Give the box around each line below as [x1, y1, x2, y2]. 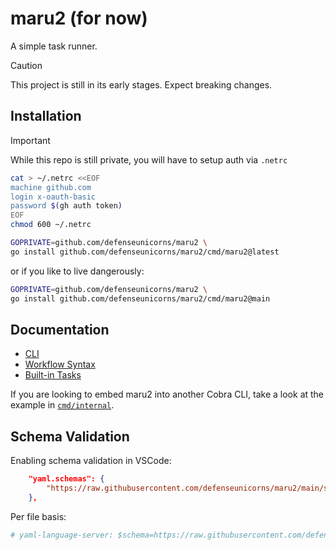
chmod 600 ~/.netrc [10, 220, 92, 230]
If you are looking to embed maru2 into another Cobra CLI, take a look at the [10, 388, 325, 401]
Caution [10, 59, 43, 71]
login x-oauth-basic [10, 192, 97, 202]
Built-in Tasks [24, 369, 82, 381]
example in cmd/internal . [10, 399, 115, 411]
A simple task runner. [10, 40, 98, 52]
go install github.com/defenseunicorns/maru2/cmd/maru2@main [10, 293, 271, 304]
